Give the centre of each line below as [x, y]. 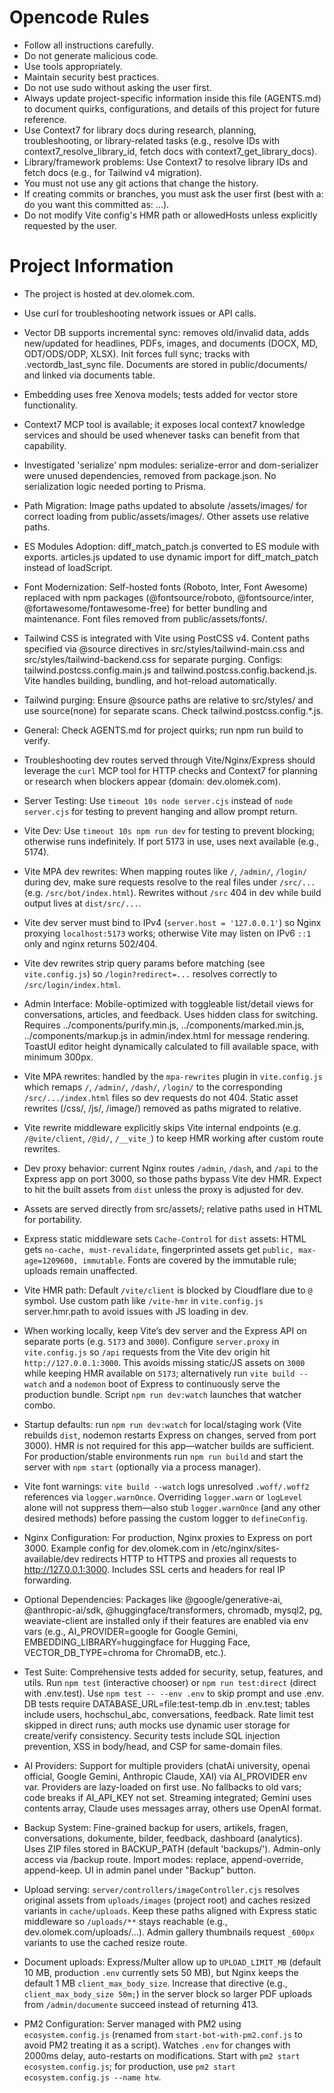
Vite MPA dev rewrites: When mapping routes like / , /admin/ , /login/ [165, 871]
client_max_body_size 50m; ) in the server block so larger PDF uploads [168, 1993]
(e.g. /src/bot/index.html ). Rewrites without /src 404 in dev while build [172, 892]
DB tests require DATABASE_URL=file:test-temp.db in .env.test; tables [167, 1703]
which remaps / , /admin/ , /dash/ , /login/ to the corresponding [153, 1087]
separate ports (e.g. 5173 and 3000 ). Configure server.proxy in [151, 1341]
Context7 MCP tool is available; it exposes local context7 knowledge [164, 424]
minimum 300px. [58, 1057]
